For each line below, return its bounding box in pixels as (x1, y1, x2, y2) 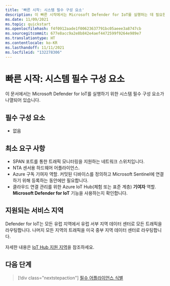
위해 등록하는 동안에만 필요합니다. (22, 178, 89, 184)
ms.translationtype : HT (5, 36, 56, 41)
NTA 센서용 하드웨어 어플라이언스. (12, 165, 80, 171)
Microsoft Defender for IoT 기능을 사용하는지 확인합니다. (12, 190, 128, 196)
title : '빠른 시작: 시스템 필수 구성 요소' (5, 7, 84, 13)
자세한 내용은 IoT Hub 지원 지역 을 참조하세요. (5, 244, 95, 250)
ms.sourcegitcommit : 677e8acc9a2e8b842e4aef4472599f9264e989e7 (5, 31, 142, 36)
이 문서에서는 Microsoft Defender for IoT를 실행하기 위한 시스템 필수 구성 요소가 (5, 91, 164, 97)
